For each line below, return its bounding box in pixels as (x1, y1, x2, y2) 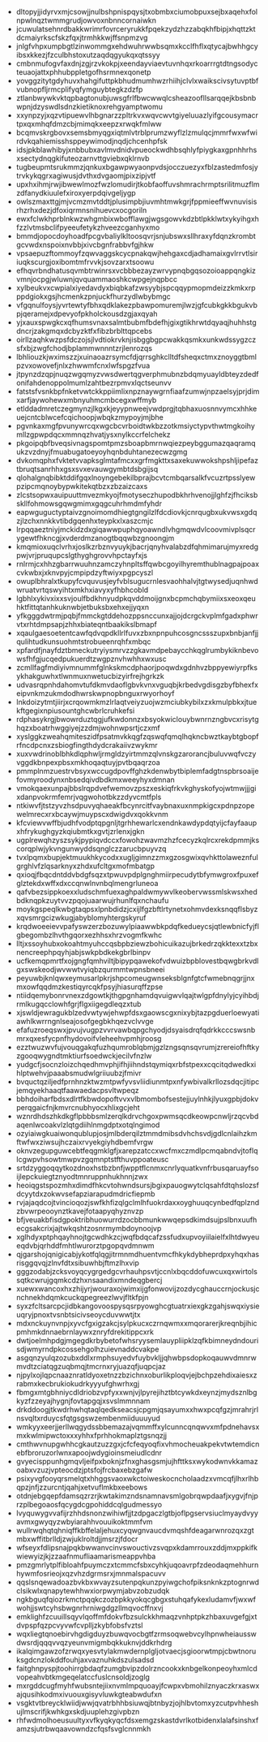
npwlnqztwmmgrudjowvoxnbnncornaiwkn (15, 15, 156, 25)
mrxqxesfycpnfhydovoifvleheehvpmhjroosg (15, 1034, 162, 1043)
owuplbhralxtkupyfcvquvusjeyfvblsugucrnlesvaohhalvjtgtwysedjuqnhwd (15, 577, 259, 586)
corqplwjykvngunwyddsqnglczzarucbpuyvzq (15, 844, 167, 854)
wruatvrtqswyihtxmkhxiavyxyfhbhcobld (15, 585, 149, 594)
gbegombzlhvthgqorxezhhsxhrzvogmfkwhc (15, 930, 163, 940)
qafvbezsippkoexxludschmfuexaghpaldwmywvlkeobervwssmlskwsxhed (15, 887, 257, 897)
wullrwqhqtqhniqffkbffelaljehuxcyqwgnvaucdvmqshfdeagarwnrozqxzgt (15, 1526, 255, 1535)
